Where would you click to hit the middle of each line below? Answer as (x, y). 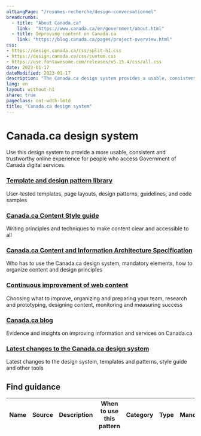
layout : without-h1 (31, 90)
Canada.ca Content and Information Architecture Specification (100, 250)
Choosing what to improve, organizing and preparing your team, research (97, 298)
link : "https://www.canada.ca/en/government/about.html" (91, 28)
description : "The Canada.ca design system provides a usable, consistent (101, 78)
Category (140, 415)
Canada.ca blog (30, 320)
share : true (21, 95)
